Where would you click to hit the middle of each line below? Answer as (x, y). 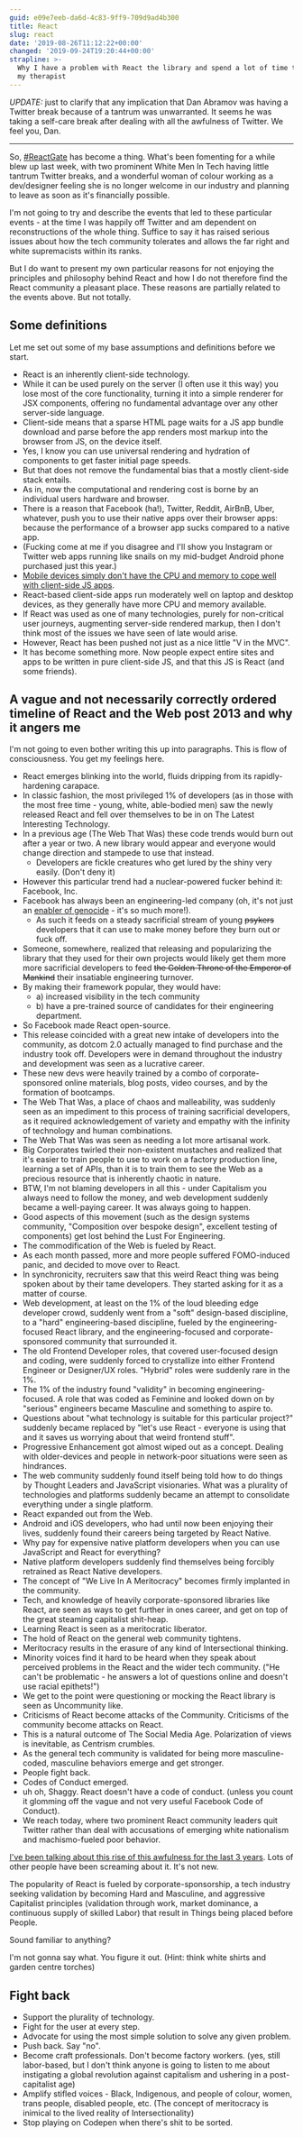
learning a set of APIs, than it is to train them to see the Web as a (142, 1169)
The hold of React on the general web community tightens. (132, 1638)
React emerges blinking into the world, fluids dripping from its (137, 776)
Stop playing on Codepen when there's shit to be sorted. (127, 2123)
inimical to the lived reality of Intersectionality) (108, 2113)
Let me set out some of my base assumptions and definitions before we (142, 347)
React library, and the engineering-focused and (143, 1332)
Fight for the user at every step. (81, 2027)
